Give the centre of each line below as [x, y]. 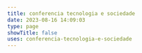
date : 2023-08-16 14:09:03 [46, 20]
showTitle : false [32, 33]
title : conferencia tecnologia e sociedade [71, 13]
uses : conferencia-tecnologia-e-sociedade [70, 39]
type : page [23, 26]
